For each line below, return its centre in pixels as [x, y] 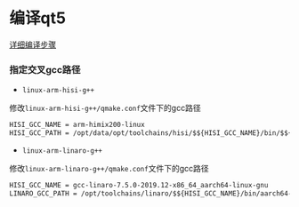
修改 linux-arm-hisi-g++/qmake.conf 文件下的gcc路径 [105, 108]
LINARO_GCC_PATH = [43, 193]
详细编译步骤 [32, 44]
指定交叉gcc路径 [45, 69]
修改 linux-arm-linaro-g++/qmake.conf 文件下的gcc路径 [109, 168]
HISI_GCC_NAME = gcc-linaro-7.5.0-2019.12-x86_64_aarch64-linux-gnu [139, 185]
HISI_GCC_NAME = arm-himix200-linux [77, 125]
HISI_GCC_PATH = [39, 133]
